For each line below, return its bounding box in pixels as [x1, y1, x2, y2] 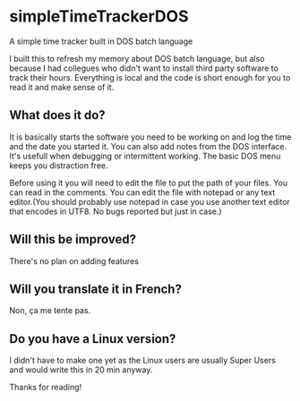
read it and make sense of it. [9, 81, 115, 92]
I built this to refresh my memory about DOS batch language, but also [9, 53, 265, 64]
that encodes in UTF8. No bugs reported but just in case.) [9, 206, 222, 217]
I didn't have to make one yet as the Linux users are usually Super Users [9, 355, 276, 366]
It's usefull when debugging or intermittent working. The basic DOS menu [9, 150, 281, 161]
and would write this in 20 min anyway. [9, 364, 153, 375]
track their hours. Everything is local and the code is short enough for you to [9, 72, 291, 82]
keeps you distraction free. [9, 159, 109, 171]
